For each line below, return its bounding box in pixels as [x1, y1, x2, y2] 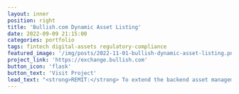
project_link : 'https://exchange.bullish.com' [7, 57, 148, 64]
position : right [7, 17, 55, 24]
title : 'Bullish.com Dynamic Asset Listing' [7, 23, 142, 30]
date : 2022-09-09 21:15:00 [7, 30, 87, 37]
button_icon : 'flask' [7, 63, 72, 70]
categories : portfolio [7, 37, 75, 44]
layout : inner [7, 10, 50, 18]
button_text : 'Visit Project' [7, 69, 97, 76]
